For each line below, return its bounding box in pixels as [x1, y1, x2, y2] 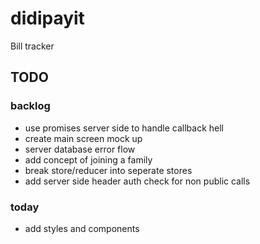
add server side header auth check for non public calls [24, 175, 251, 187]
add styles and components [24, 222, 140, 234]
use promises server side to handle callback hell [24, 122, 224, 134]
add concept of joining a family [24, 153, 153, 166]
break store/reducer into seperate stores [24, 164, 193, 176]
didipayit [10, 7, 85, 30]
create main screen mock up [24, 132, 143, 144]
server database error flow [24, 143, 136, 155]
